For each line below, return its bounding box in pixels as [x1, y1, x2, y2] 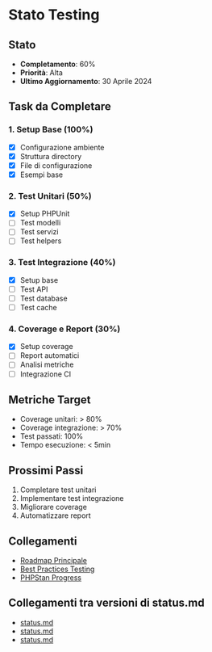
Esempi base [19, 170, 64, 179]
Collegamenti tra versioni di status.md [8, 596, 205, 610]
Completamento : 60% [19, 59, 96, 69]
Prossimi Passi [8, 463, 84, 477]
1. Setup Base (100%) [8, 124, 94, 135]
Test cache [19, 302, 58, 312]
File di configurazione [19, 160, 93, 170]
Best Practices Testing [19, 564, 95, 574]
